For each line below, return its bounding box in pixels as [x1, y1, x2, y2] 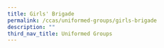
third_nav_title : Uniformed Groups [7, 30, 113, 37]
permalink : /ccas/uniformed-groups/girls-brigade [7, 17, 158, 24]
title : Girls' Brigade [7, 10, 75, 18]
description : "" [7, 23, 55, 30]
